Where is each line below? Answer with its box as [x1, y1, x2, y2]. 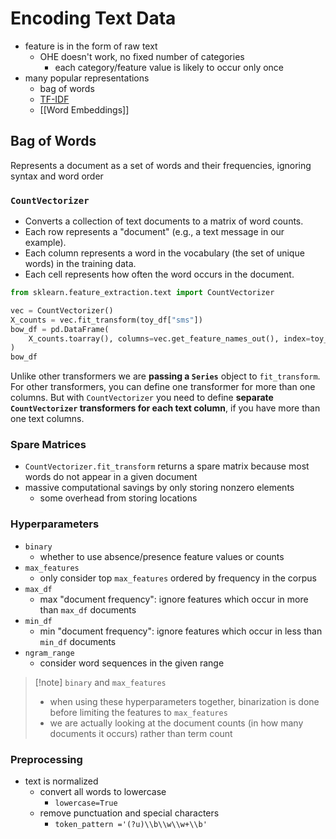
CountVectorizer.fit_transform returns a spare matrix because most [24, 460, 310, 472]
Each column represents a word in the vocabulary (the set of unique [24, 247, 305, 259]
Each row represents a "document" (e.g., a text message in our [24, 226, 285, 238]
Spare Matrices [10, 438, 87, 452]
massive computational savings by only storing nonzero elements [24, 482, 295, 494]
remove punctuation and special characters [39, 807, 220, 819]
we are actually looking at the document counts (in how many [49, 717, 304, 729]
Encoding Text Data [10, 7, 177, 30]
